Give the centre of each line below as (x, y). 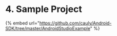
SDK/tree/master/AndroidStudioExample (48, 28)
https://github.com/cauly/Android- (75, 23)
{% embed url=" (23, 23)
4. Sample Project (44, 9)
